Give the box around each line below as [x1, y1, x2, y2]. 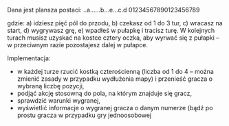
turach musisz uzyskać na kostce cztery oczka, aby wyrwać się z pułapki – [7, 34, 220, 42]
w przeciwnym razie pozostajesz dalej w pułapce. [7, 41, 149, 49]
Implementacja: [7, 54, 51, 62]
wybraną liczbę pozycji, [17, 82, 85, 90]
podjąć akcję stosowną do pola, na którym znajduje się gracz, [17, 89, 193, 97]
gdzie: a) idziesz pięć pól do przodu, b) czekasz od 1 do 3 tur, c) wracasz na [7, 19, 223, 27]
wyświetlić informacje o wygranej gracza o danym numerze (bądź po [17, 104, 213, 112]
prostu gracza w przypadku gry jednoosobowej [17, 111, 152, 119]
